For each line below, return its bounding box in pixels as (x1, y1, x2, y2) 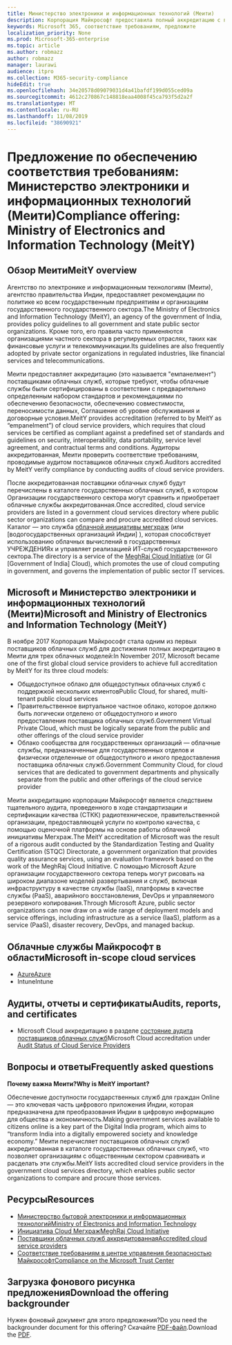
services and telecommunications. (7, 356, 105, 365)
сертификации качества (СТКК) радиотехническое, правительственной (7, 811, 220, 819)
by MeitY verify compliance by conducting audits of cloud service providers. (7, 465, 225, 473)
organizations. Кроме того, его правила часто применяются (7, 327, 183, 335)
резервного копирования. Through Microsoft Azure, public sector (7, 899, 195, 907)
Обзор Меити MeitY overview (7, 265, 137, 276)
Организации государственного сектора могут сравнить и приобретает (7, 493, 220, 502)
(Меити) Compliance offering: (7, 208, 181, 223)
